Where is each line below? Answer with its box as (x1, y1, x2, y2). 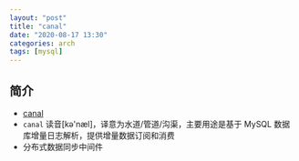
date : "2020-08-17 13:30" (9, 30, 108, 39)
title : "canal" (9, 22, 67, 31)
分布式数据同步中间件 (22, 141, 103, 152)
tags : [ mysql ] (9, 47, 64, 56)
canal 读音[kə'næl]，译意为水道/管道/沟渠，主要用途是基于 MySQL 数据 (22, 118, 290, 129)
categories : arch (9, 38, 76, 48)
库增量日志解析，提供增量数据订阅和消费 (22, 129, 175, 141)
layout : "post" (9, 13, 67, 23)
